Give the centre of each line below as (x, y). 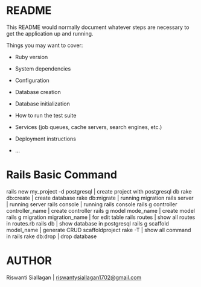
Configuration (32, 80)
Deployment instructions (46, 139)
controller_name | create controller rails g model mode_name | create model (101, 210)
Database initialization (43, 104)
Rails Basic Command (62, 175)
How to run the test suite (46, 115)
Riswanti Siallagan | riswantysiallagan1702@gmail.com (74, 277)
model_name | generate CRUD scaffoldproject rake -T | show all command (99, 230)
